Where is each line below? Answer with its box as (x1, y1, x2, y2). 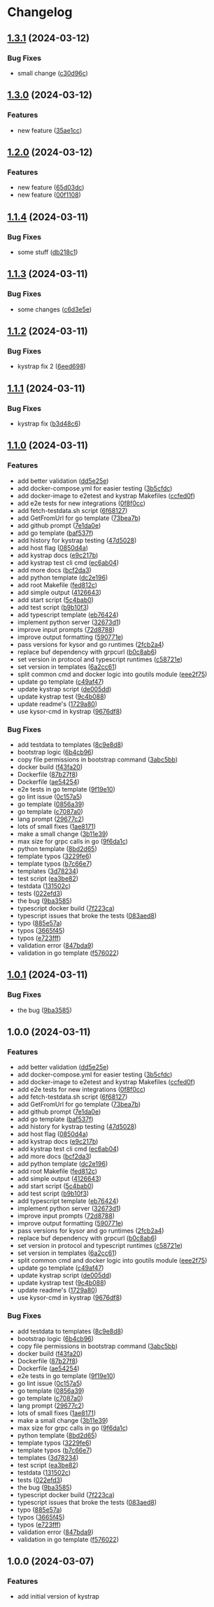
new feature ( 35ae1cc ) (17, 126, 83, 134)
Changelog (7, 4, 73, 20)
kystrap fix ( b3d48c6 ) (17, 419, 81, 428)
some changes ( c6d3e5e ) (17, 305, 92, 314)
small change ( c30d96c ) (17, 69, 89, 77)
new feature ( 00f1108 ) (17, 190, 82, 199)
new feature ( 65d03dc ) (17, 183, 85, 192)
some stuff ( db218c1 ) (17, 248, 78, 256)
